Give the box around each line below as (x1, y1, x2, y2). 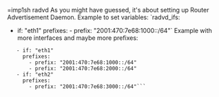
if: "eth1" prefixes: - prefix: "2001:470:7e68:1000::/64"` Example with (17, 27, 212, 34)
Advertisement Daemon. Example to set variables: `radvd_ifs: (7, 13, 180, 21)
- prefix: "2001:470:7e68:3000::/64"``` (28, 83, 147, 90)
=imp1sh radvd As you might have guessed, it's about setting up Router (7, 6, 209, 14)
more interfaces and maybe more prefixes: (17, 34, 138, 42)
